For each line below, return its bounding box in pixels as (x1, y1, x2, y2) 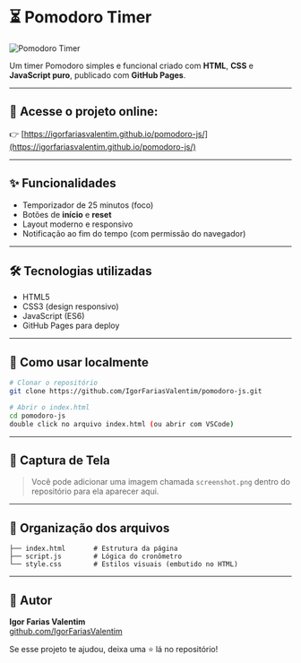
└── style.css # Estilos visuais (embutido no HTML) (9, 560, 239, 569)
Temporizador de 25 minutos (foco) (21, 199, 154, 211)
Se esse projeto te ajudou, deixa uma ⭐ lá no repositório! (9, 644, 219, 654)
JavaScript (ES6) (21, 311, 85, 322)
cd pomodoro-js (9, 411, 66, 420)
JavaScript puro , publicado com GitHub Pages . (9, 69, 186, 81)
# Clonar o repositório (9, 378, 99, 388)
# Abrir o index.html (9, 402, 90, 412)
